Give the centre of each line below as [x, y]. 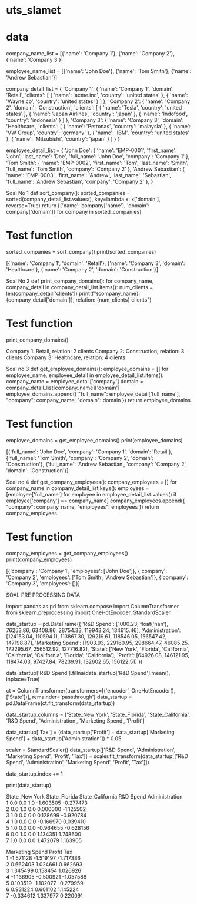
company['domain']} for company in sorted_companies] [74, 212]
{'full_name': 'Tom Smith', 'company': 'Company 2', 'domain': [80, 458]
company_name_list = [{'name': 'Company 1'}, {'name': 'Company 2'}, [91, 54]
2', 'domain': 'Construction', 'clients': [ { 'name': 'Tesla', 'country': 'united [94, 108]
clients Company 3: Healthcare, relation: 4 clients [66, 357]
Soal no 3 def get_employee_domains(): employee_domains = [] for [87, 369]
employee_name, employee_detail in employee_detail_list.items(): [85, 375]
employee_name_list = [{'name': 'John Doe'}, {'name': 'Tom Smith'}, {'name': [99, 71]
